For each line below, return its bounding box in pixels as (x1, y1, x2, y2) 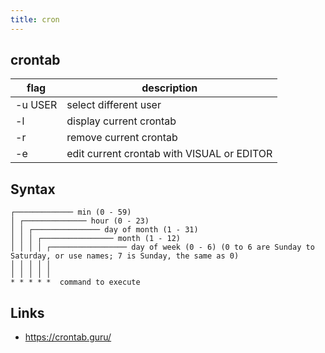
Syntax (10, 181, 56, 198)
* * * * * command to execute (10, 277, 141, 288)
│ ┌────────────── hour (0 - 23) (10, 216, 150, 226)
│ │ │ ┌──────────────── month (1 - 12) (10, 234, 182, 244)
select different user (66, 98, 162, 112)
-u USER (15, 98, 58, 112)
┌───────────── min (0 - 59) (10, 207, 132, 218)
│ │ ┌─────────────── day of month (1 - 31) (10, 225, 199, 235)
